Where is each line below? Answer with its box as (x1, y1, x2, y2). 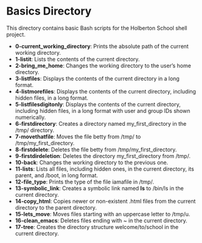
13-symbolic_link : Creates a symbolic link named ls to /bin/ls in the (15, 184, 184, 192)
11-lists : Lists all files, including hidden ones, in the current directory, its (15, 165, 194, 173)
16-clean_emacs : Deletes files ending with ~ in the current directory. (15, 217, 188, 224)
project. (6, 30, 26, 38)
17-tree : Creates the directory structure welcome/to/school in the (15, 223, 179, 230)
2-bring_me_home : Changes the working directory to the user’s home (15, 62, 191, 69)
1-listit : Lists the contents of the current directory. (15, 55, 140, 63)
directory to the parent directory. (15, 204, 97, 211)
